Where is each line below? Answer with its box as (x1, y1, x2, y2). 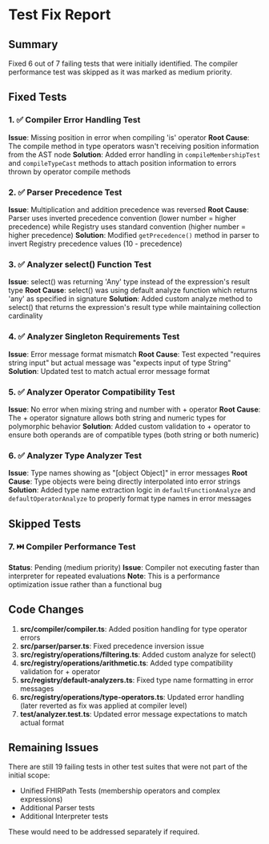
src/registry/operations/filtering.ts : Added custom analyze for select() (19, 649, 256, 659)
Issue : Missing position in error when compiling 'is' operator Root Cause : (8, 132, 250, 142)
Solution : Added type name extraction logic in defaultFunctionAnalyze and (8, 485, 256, 495)
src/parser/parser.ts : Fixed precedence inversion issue (19, 641, 204, 650)
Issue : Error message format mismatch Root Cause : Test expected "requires (8, 349, 261, 359)
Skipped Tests (8, 516, 82, 530)
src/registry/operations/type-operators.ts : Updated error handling (19, 692, 244, 701)
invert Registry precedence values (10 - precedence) (8, 239, 183, 248)
